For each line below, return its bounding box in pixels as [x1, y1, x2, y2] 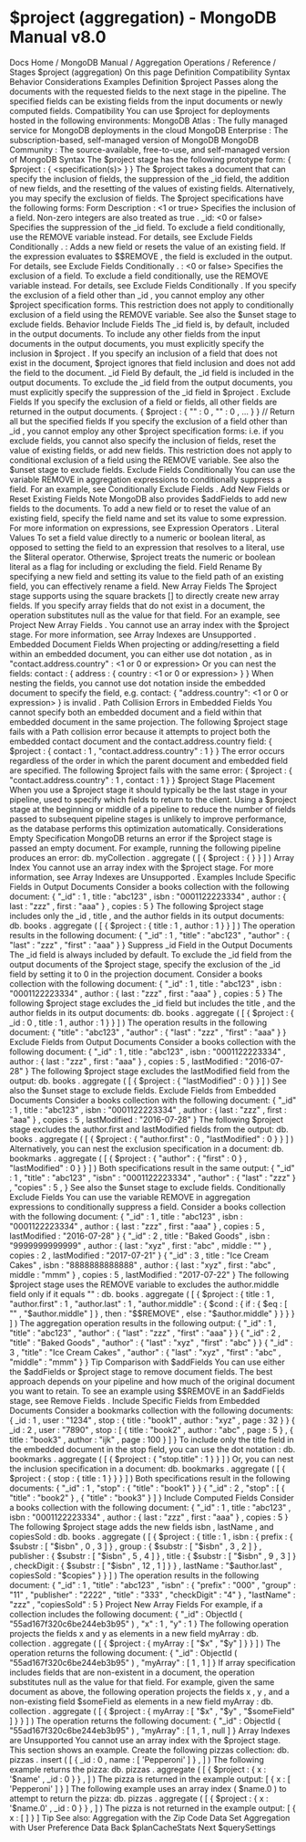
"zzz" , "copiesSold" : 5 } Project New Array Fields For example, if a [9, 1598, 263, 1609]
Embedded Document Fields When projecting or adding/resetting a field [9, 638, 280, 650]
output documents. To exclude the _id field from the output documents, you [9, 377, 293, 388]
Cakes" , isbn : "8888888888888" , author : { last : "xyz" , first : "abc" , [9, 1259, 276, 1271]
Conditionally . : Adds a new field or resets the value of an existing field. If [9, 241, 286, 252]
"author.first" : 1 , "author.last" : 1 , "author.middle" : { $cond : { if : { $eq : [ [9, 1298, 288, 1309]
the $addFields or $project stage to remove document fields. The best [9, 1366, 273, 1376]
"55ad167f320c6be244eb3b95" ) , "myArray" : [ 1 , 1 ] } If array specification [9, 1657, 296, 1668]
